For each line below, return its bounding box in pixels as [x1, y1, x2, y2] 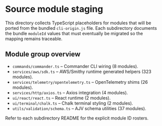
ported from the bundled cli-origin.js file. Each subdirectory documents [5, 25, 158, 31]
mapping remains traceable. [5, 36, 63, 42]
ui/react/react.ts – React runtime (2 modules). [12, 95, 111, 101]
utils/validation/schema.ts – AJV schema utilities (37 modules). [12, 105, 147, 111]
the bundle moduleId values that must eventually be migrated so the [5, 30, 143, 36]
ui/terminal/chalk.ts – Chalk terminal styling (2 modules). [12, 100, 133, 106]
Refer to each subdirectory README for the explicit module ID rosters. [5, 115, 149, 121]
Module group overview [5, 50, 81, 59]
